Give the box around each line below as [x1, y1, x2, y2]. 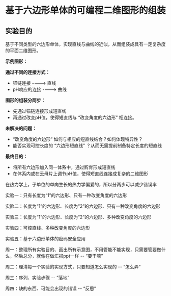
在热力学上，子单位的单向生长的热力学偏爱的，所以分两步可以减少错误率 [5, 182, 157, 187]
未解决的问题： [5, 126, 37, 131]
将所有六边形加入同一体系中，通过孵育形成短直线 [12, 164, 116, 170]
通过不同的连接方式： [5, 69, 50, 75]
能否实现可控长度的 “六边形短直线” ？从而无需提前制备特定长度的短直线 [12, 142, 162, 149]
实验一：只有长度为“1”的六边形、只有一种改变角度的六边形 [5, 192, 127, 198]
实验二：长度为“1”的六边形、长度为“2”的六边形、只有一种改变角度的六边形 [5, 203, 160, 209]
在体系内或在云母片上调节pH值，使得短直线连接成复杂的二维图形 [12, 170, 149, 177]
